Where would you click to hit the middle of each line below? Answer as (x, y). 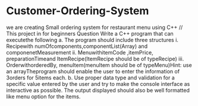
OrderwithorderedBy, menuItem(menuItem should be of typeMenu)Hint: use (99, 65)
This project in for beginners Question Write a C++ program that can (90, 33)
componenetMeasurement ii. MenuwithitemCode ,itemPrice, (80, 52)
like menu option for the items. (43, 97)
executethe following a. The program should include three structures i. (92, 40)
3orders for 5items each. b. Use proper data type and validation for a (91, 78)
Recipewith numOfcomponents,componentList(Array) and (77, 46)
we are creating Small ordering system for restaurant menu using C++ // (95, 27)
